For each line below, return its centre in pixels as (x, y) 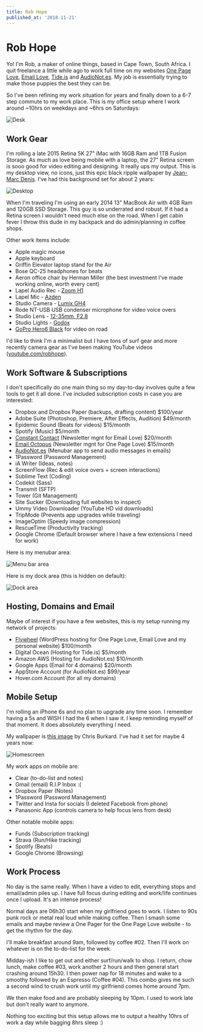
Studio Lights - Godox (42, 323)
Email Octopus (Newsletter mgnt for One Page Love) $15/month (95, 444)
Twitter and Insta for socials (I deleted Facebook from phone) (92, 804)
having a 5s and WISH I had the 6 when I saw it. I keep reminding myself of (100, 718)
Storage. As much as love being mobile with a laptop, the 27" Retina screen (100, 160)
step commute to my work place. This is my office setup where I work (93, 102)
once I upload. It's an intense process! (54, 899)
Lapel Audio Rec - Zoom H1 (49, 291)
